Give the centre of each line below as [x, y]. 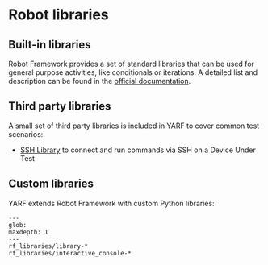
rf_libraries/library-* [48, 246]
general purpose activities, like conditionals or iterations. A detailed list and [133, 72]
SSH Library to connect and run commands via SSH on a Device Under [138, 150]
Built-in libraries [50, 45]
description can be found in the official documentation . [100, 81]
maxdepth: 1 [28, 232]
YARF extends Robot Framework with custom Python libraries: [112, 203]
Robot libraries [59, 15]
